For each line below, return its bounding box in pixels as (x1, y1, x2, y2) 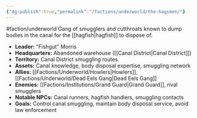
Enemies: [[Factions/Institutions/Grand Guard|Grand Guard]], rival (14, 81, 178, 88)
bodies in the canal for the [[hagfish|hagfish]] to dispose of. (6, 31, 153, 39)
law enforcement (14, 106, 57, 113)
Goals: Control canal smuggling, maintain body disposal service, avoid (14, 100, 189, 107)
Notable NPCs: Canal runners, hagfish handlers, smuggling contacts (14, 94, 184, 101)
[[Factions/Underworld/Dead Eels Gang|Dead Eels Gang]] (14, 74, 157, 82)
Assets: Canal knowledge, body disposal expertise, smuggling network (14, 62, 191, 69)
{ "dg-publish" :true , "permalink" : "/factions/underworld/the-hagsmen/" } (6, 8, 186, 15)
